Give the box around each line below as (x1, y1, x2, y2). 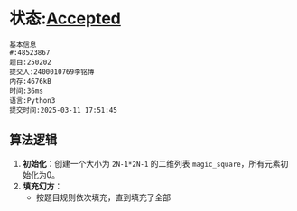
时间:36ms (9, 87, 43, 96)
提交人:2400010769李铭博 (9, 67, 95, 77)
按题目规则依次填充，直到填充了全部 (35, 191, 172, 203)
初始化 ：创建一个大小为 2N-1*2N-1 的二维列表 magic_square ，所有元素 (22, 158, 281, 169)
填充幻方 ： (22, 180, 63, 191)
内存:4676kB (9, 77, 51, 86)
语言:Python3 (9, 96, 56, 105)
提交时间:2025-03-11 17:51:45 (9, 105, 117, 115)
